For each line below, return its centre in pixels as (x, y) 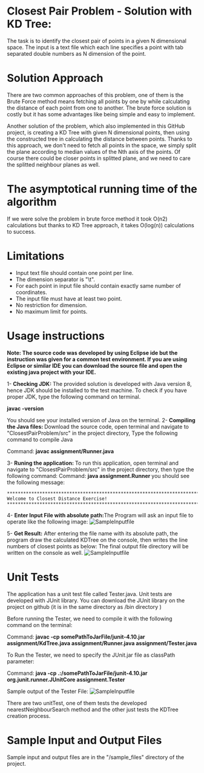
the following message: (36, 482)
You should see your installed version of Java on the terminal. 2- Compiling (101, 420)
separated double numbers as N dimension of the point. (77, 53)
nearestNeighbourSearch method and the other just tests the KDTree (93, 709)
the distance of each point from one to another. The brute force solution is (99, 108)
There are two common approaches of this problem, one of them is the (95, 95)
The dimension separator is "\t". (55, 279)
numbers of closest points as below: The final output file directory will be (98, 546)
